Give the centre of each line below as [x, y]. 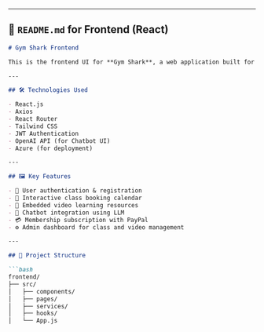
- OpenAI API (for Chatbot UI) [59, 141]
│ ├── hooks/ [33, 314]
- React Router [33, 119]
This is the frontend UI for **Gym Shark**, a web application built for [132, 62]
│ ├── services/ [38, 306]
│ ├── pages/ [33, 299]
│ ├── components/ [42, 291]
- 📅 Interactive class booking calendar [75, 198]
